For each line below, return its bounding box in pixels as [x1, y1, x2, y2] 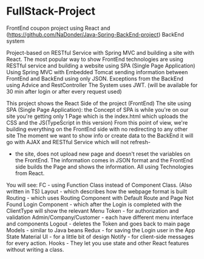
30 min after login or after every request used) [6, 88, 123, 95]
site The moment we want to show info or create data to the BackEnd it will [6, 132, 194, 139]
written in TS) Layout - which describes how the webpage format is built [6, 187, 187, 195]
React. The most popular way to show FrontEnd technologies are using [6, 55, 183, 63]
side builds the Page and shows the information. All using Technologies [15, 163, 194, 170]
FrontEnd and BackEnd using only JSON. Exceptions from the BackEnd [6, 75, 184, 82]
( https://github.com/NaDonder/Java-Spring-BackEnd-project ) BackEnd [6, 30, 184, 38]
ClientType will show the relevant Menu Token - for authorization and [6, 207, 179, 214]
